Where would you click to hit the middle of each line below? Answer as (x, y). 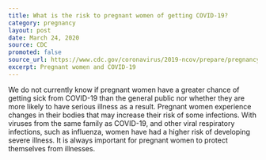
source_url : (28, 60)
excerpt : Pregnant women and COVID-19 (72, 67)
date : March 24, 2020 (44, 38)
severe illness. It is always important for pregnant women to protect (118, 140)
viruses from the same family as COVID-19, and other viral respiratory (122, 123)
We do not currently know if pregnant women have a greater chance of (124, 90)
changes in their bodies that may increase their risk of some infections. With (133, 115)
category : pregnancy (42, 23)
